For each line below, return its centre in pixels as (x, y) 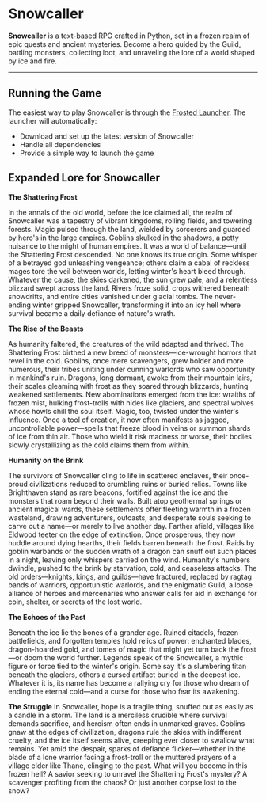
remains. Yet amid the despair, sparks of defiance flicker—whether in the (127, 748)
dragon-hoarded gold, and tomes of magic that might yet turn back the (124, 649)
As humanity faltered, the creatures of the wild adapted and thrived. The (126, 344)
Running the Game (55, 93)
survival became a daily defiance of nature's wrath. (92, 313)
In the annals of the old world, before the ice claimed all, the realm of (120, 212)
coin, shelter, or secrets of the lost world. (75, 602)
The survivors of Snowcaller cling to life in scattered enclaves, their (118, 475)
